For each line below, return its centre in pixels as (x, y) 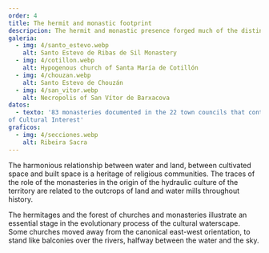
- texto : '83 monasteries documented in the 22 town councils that (130, 113)
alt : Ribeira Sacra (55, 142)
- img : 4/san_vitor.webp (57, 90)
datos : (19, 105)
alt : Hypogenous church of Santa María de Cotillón (110, 68)
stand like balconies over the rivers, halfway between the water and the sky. (134, 240)
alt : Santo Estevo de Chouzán (73, 82)
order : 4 (23, 16)
